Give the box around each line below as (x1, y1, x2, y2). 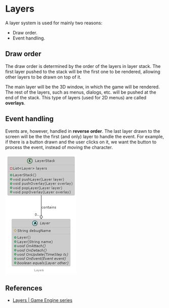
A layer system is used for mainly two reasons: (5, 20, 103, 26)
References (5, 284, 43, 292)
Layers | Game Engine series (12, 297, 72, 303)
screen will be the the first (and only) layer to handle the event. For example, (5, 133, 164, 139)
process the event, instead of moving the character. (5, 144, 113, 150)
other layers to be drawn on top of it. (5, 74, 82, 80)
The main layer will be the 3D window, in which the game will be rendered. (5, 84, 160, 90)
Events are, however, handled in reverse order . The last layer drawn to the (5, 128, 160, 134)
